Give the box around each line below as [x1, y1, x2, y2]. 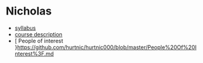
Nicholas [6, 4, 52, 18]
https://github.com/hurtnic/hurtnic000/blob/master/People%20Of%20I [17, 44, 197, 51]
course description [14, 30, 63, 38]
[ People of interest [14, 37, 64, 44]
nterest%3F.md [14, 50, 54, 57]
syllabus [14, 24, 36, 31]
